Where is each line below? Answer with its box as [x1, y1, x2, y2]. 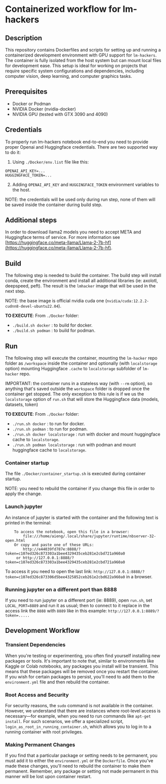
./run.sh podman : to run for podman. [12, 426, 88, 432]
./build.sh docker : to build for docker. [12, 322, 93, 328]
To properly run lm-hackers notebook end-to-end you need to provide [5, 139, 149, 145]
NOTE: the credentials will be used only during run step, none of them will [5, 196, 156, 202]
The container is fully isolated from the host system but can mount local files [5, 57, 162, 63]
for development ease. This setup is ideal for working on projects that [5, 63, 147, 68]
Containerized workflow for [5, 3, 121, 15]
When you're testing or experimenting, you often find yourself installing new [5, 653, 161, 659]
